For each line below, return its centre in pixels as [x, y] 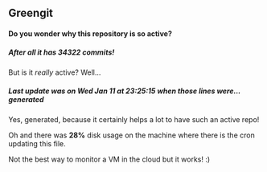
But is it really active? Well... [55, 72]
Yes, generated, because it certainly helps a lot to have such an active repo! [134, 119]
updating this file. [37, 143]
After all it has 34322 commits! [62, 52]
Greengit [31, 13]
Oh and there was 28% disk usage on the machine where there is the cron [131, 135]
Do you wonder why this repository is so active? [90, 33]
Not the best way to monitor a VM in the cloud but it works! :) [109, 159]
